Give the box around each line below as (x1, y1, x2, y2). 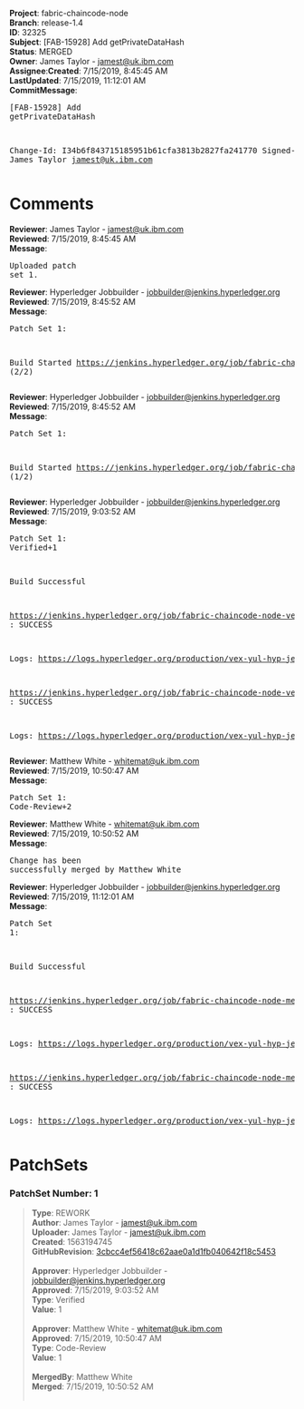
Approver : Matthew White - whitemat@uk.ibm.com (31, 1324, 223, 1335)
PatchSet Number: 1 (9, 1188, 99, 1200)
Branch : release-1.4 (9, 17, 84, 28)
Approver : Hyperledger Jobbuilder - (31, 1266, 168, 1277)
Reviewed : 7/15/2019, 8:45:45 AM (9, 233, 137, 244)
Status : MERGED (9, 46, 73, 57)
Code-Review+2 (9, 801, 72, 811)
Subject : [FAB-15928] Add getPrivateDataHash (9, 36, 185, 47)
